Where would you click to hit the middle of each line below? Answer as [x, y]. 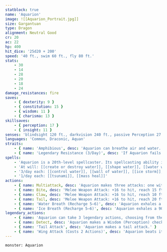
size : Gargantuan [23, 24]
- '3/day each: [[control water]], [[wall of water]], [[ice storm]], [89, 171]
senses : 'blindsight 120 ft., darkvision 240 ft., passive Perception [80, 135]
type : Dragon [19, 28]
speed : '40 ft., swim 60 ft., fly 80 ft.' [50, 56]
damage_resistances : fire [32, 93]
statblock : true [22, 10]
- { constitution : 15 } [39, 107]
